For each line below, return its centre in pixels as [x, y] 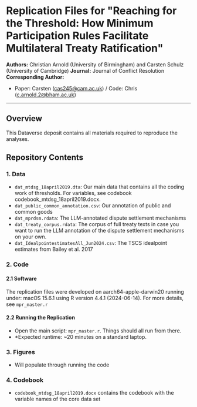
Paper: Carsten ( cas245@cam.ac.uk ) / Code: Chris [76, 88]
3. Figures [21, 352]
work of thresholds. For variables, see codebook [73, 193]
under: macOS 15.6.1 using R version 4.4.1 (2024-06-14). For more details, [95, 298]
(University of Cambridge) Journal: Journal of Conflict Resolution [85, 70]
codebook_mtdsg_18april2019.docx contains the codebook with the [94, 393]
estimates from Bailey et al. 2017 [54, 249]
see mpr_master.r [27, 304]
